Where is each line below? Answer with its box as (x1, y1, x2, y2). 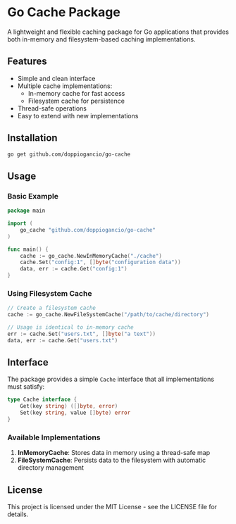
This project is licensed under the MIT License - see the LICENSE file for (7, 503, 217, 511)
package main (7, 207, 46, 215)
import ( (7, 220, 33, 227)
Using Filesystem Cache (7, 288, 92, 298)
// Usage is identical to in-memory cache (7, 324, 134, 331)
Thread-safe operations (17, 104, 87, 113)
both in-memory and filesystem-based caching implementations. (7, 35, 196, 43)
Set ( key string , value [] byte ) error (20, 409, 131, 416)
